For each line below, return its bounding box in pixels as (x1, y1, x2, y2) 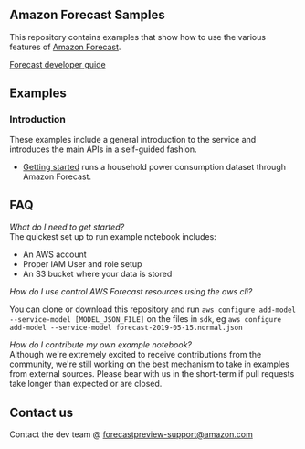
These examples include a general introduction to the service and (9, 134, 257, 144)
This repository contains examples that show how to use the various (9, 31, 267, 42)
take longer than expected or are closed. (9, 379, 163, 390)
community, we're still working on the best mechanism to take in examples (9, 358, 289, 369)
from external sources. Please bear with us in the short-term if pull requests (9, 369, 295, 380)
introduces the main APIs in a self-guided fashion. (9, 144, 198, 155)
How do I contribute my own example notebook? (9, 339, 192, 350)
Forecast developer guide (9, 59, 107, 69)
